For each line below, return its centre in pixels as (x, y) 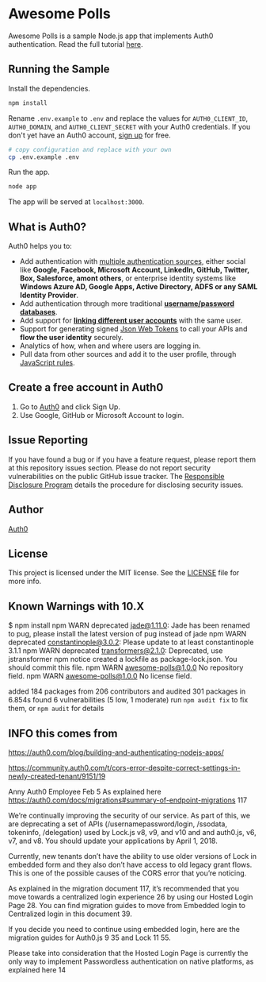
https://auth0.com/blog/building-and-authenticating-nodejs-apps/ (116, 752)
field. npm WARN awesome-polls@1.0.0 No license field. (100, 676)
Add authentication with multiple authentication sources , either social (133, 261)
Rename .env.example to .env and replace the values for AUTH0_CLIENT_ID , (128, 118)
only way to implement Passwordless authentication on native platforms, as (131, 961)
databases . (38, 312)
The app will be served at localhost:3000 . (76, 202)
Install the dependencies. (49, 88)
